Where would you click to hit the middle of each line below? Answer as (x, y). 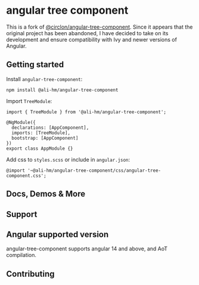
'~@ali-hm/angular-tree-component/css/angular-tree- (94, 171)
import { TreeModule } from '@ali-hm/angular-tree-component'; (86, 112)
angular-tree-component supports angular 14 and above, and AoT (87, 249)
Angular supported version (57, 234)
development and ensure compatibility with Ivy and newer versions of (92, 39)
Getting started (35, 65)
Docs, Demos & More (46, 194)
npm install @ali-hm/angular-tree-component (62, 90)
